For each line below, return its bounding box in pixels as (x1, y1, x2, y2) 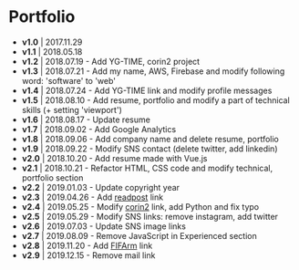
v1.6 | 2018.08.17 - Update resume (21, 114, 151, 125)
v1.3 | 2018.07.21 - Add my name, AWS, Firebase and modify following (21, 66, 285, 77)
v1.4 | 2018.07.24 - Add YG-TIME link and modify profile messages (21, 85, 273, 96)
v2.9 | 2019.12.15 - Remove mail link (21, 249, 156, 261)
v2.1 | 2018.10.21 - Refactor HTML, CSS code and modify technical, (21, 162, 273, 173)
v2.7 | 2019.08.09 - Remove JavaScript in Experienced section (21, 230, 257, 241)
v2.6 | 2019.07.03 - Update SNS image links (21, 221, 186, 232)
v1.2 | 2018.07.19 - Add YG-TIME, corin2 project (21, 56, 201, 67)
